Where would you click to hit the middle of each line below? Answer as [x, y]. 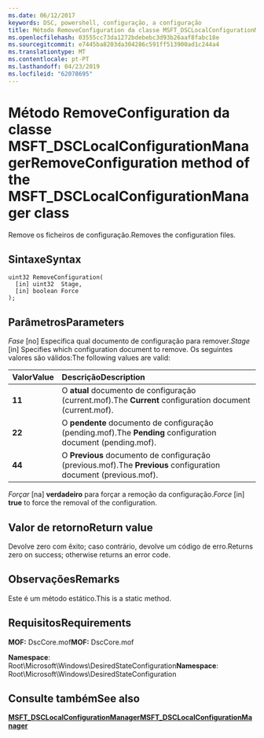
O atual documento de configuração [129, 391]
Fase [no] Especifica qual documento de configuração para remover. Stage [129, 341]
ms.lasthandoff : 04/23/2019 [54, 67]
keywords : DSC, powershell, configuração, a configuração [105, 23]
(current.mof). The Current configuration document [156, 400]
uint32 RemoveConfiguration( [56, 277]
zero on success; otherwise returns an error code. [90, 554]
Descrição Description [103, 377]
